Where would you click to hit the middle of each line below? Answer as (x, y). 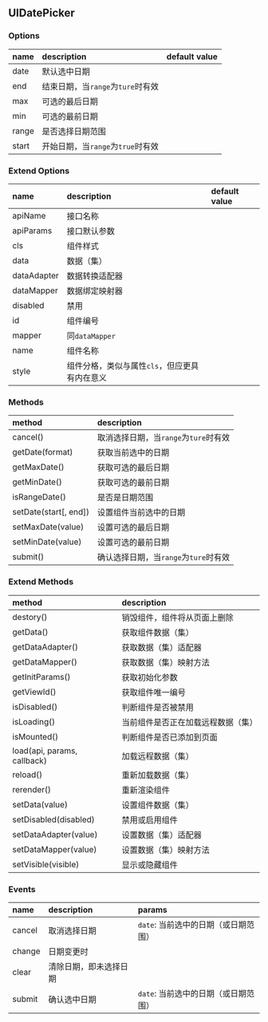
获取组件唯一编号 (154, 692)
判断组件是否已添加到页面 (169, 737)
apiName (29, 215)
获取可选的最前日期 (133, 483)
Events (22, 889)
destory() (30, 617)
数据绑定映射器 (95, 290)
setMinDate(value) (47, 542)
